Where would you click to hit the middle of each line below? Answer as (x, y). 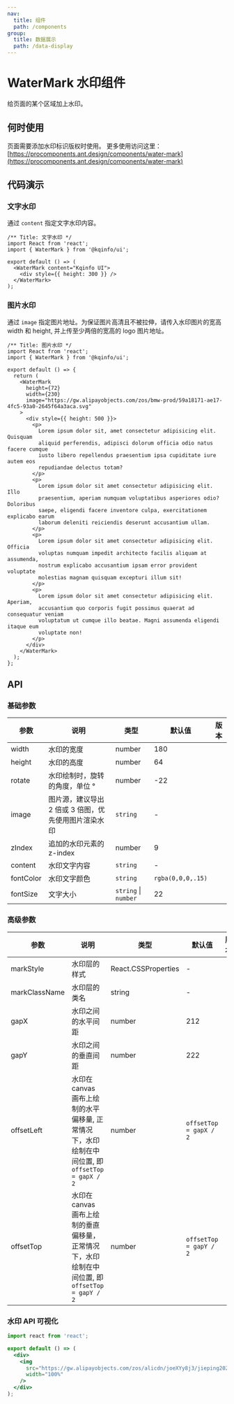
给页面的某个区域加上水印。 (47, 103)
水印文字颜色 (69, 879)
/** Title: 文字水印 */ (39, 238)
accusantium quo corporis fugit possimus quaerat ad (116, 608)
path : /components (40, 27)
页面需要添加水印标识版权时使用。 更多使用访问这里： (84, 146)
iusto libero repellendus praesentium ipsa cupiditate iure (127, 455)
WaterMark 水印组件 (67, 83)
